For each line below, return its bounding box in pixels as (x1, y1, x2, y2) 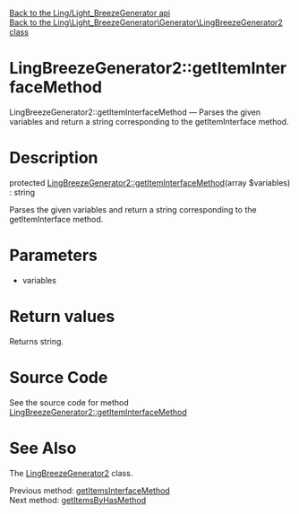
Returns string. (9, 335, 64, 346)
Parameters (9, 246, 98, 266)
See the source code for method (9, 396, 130, 407)
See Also (9, 438, 77, 458)
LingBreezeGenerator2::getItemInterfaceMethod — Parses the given (9, 107, 261, 118)
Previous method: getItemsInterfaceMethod (9, 484, 170, 496)
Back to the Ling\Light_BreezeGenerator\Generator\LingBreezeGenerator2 (9, 17, 284, 28)
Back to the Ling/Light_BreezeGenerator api (9, 8, 171, 18)
